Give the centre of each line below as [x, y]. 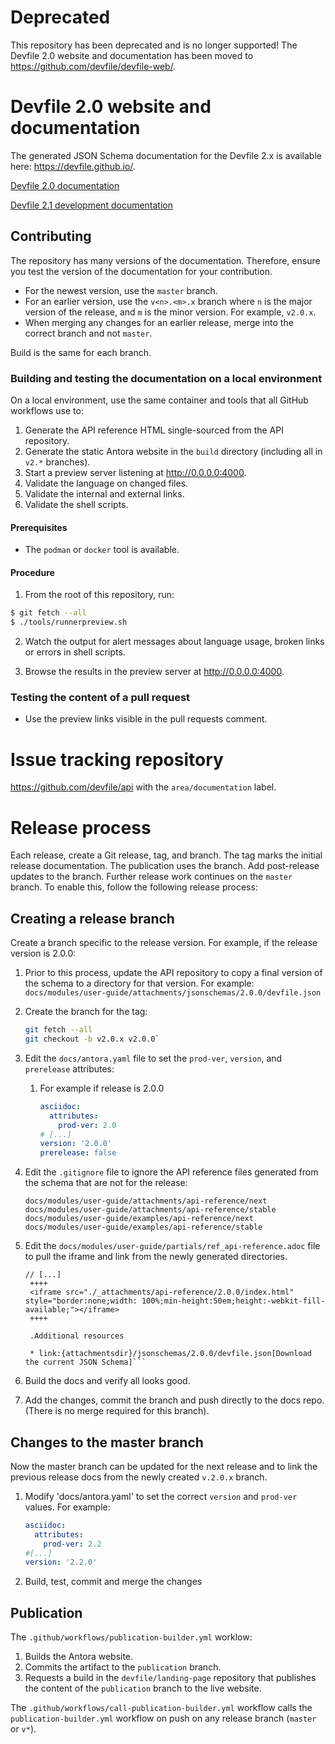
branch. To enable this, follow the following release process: [134, 887]
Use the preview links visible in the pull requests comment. [146, 719]
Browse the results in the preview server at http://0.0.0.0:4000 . [154, 672]
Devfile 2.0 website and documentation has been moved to [132, 55]
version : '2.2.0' [61, 1562]
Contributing [51, 236]
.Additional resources [77, 1336]
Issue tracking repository [117, 759]
